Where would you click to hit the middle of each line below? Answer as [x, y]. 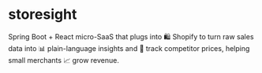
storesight [43, 15]
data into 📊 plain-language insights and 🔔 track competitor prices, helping [129, 48]
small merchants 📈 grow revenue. [64, 60]
